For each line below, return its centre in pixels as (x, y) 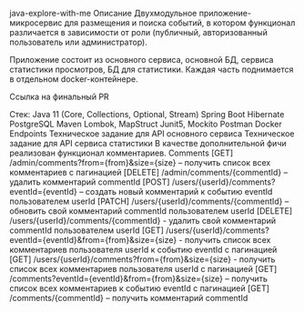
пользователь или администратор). (78, 42)
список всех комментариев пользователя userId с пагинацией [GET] (143, 269)
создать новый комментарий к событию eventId (179, 191)
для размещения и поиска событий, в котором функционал (180, 23)
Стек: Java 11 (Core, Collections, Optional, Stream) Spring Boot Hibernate (147, 114)
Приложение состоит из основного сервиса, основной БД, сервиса (142, 60)
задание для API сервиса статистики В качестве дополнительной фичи (148, 143)
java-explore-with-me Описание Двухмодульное (103, 13)
